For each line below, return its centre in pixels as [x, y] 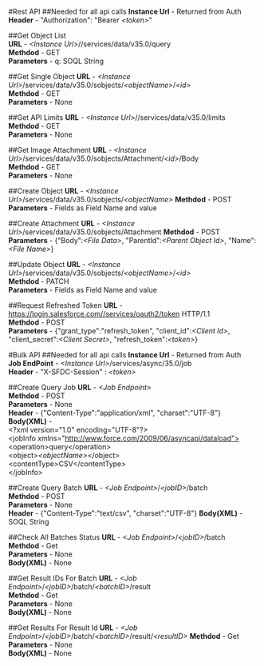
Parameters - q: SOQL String [56, 61]
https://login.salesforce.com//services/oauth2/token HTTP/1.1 [109, 314]
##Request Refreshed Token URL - [66, 305]
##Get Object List [37, 36]
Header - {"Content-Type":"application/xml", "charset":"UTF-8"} [115, 413]
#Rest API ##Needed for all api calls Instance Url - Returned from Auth [125, 12]
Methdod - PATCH [39, 281]
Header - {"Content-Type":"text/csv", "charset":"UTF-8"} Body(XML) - [126, 513]
